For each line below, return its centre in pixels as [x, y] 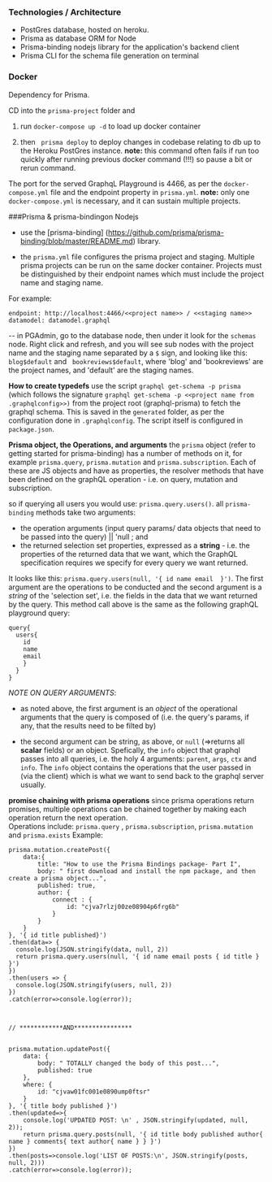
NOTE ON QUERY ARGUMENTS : [63, 693]
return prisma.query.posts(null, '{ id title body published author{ [143, 1134]
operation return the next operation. [68, 817]
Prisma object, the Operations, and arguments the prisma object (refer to [132, 445]
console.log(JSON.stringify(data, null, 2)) [92, 950]
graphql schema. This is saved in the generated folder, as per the [117, 411]
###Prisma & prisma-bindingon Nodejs [74, 216]
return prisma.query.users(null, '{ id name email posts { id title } [138, 956]
